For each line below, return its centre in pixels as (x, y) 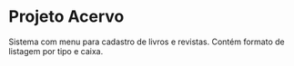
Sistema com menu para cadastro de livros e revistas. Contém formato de (147, 42)
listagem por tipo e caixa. (56, 51)
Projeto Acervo (66, 17)
